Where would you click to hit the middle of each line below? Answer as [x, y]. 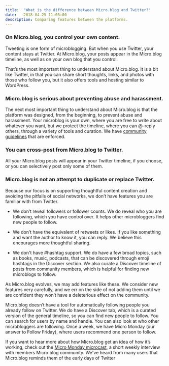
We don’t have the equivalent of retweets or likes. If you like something [87, 232]
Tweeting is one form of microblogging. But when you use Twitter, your [79, 48]
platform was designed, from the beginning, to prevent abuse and [74, 115]
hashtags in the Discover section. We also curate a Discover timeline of [87, 263]
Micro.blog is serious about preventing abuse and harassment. [84, 98]
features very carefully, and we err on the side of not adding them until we [83, 289]
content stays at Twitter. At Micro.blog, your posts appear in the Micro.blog [84, 53]
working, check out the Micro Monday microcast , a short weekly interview [83, 347]
